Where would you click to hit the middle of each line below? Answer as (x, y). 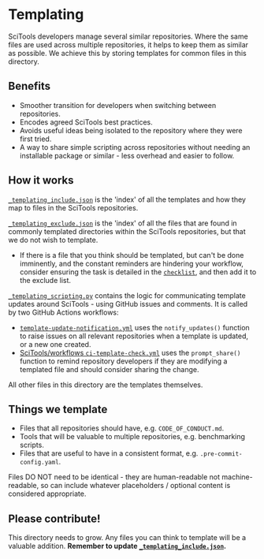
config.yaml (39, 463)
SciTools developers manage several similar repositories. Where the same (128, 36)
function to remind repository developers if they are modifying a (123, 361)
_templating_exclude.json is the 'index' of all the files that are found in (123, 223)
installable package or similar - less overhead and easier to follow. (127, 155)
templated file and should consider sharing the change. (109, 369)
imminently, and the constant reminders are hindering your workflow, (132, 263)
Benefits (30, 86)
